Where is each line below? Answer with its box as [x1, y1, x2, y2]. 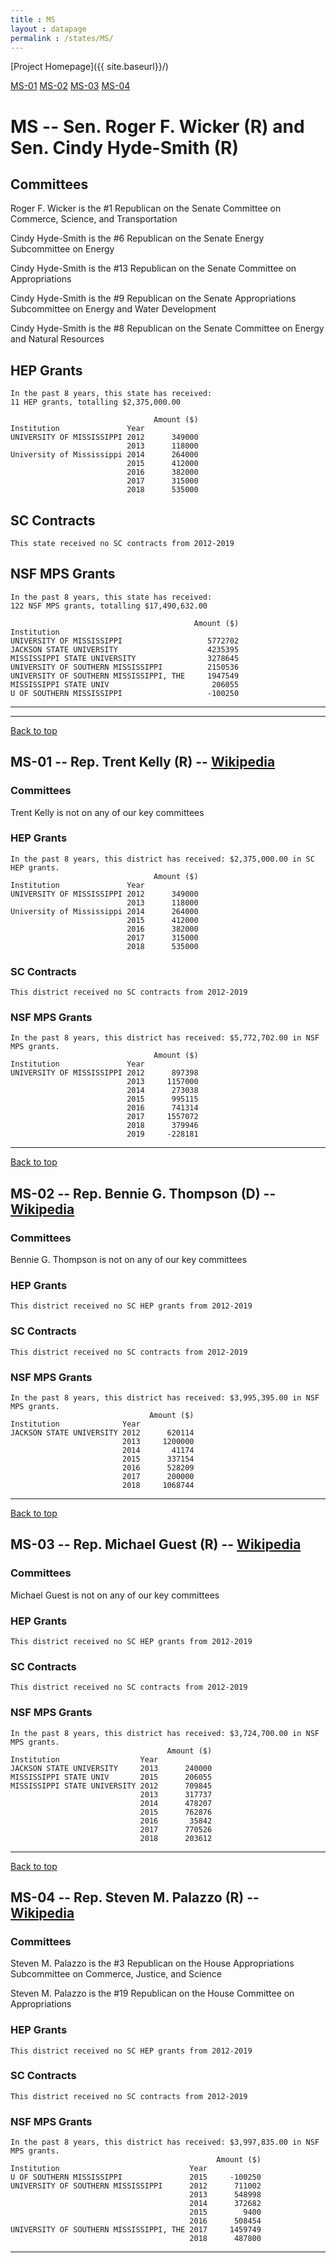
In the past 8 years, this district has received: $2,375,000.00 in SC [10, 854, 315, 864]
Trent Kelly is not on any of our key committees [10, 806, 205, 818]
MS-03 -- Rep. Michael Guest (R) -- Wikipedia [10, 1536, 302, 1553]
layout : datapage [10, 24, 87, 34]
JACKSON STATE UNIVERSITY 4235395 [10, 644, 240, 655]
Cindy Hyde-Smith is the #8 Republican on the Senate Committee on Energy [10, 322, 325, 335]
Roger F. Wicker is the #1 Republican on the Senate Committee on [10, 202, 282, 215]
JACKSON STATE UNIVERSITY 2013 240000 [10, 1763, 213, 1773]
